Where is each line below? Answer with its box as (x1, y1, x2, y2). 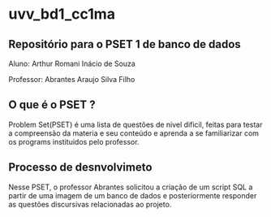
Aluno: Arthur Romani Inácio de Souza (8, 59, 135, 68)
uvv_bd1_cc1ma (8, 5, 116, 24)
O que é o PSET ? (8, 98, 96, 112)
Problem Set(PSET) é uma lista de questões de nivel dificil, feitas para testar (8, 119, 263, 129)
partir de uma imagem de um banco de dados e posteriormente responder (8, 190, 257, 200)
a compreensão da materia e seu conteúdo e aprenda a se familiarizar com (8, 128, 260, 138)
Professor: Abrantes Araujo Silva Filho (8, 75, 135, 84)
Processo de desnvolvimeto (8, 160, 153, 175)
